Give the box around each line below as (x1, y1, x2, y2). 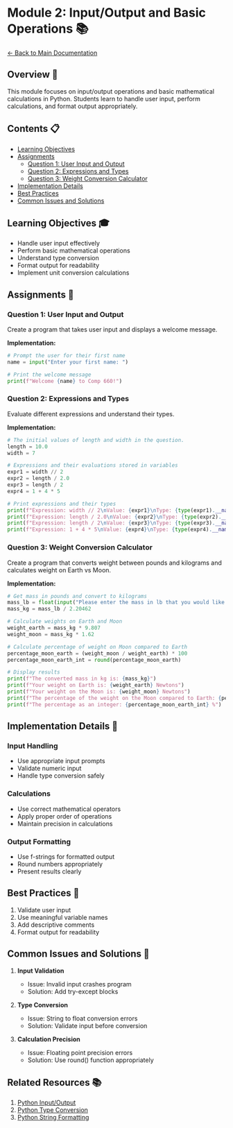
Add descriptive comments (17, 921, 95, 929)
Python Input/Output (17, 1098, 76, 1107)
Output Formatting (7, 837, 71, 846)
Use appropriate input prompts (17, 757, 105, 765)
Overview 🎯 (7, 69, 58, 80)
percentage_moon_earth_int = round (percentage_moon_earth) (7, 656, 182, 663)
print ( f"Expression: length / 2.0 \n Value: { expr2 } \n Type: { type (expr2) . (7, 513, 222, 520)
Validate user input (17, 905, 71, 914)
